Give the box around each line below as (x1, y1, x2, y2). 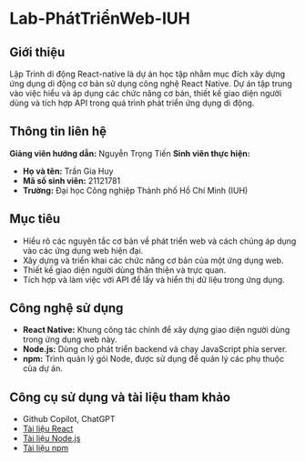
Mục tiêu (9, 211, 61, 226)
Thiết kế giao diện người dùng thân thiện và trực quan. (22, 264, 227, 276)
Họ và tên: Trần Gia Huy (22, 166, 114, 176)
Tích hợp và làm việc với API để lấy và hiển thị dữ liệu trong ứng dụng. (22, 274, 285, 285)
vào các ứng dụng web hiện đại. (22, 245, 144, 256)
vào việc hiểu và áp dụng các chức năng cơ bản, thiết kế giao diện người (9, 88, 282, 98)
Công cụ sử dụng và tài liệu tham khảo (9, 389, 230, 405)
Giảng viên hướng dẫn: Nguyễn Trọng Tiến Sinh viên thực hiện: (9, 147, 250, 158)
